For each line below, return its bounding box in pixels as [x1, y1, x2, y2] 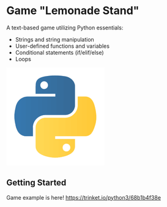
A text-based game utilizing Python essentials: [6, 24, 124, 31]
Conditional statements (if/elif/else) [15, 48, 104, 56]
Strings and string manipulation [15, 36, 95, 43]
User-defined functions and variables [15, 42, 110, 50]
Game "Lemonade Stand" [6, 4, 139, 18]
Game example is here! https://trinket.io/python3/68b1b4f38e [6, 194, 161, 201]
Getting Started [6, 178, 67, 188]
